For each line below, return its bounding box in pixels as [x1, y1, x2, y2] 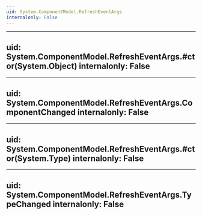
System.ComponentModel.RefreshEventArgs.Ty [6, 190, 192, 200]
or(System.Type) [6, 153, 71, 163]
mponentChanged [6, 107, 76, 117]
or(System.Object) [6, 61, 78, 71]
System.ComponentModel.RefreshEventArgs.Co [6, 97, 193, 108]
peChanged [6, 199, 51, 210]
